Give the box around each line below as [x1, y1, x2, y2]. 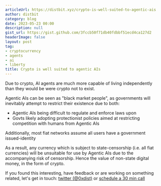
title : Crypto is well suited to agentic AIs [5, 67, 101, 72]
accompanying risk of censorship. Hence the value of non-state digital [5, 155, 150, 161]
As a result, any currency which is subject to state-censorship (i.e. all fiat [5, 145, 154, 150]
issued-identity [5, 135, 36, 141]
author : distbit [5, 12, 39, 17]
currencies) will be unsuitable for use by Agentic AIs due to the [5, 150, 134, 156]
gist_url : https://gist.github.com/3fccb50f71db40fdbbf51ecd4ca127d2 [5, 30, 152, 35]
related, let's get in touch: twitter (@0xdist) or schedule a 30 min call [5, 176, 145, 181]
